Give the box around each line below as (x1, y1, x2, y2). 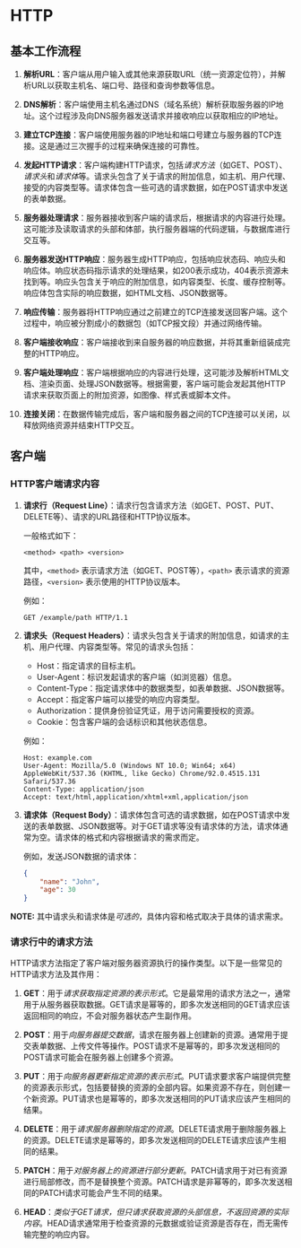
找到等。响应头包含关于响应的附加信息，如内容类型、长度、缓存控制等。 (22, 276, 290, 287)
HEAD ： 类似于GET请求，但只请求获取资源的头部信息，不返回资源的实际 (22, 1207, 289, 1217)
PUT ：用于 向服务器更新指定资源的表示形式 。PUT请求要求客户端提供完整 (22, 1071, 291, 1082)
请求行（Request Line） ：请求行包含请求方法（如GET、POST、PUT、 (22, 500, 279, 511)
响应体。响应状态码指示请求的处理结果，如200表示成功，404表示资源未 (22, 266, 289, 275)
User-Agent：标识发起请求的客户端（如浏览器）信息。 (36, 671, 236, 682)
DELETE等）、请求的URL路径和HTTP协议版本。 (22, 511, 195, 521)
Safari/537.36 (22, 777, 76, 786)
